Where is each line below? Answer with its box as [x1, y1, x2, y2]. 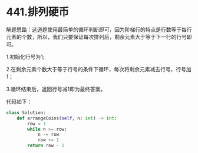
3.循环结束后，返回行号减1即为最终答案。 [6, 85, 106, 92]
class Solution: [6, 109, 46, 115]
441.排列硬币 [6, 5, 70, 19]
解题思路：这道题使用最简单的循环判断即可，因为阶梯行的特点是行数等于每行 [6, 26, 192, 33]
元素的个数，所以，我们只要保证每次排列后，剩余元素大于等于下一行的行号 [6, 33, 187, 40]
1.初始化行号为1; [6, 53, 45, 60]
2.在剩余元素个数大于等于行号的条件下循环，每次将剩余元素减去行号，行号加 [6, 65, 192, 72]
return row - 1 [27, 142, 65, 149]
